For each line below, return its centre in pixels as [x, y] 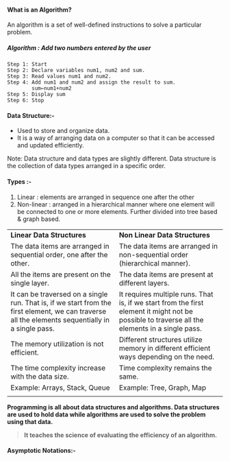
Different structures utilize [161, 340]
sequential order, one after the [59, 255]
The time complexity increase [58, 368]
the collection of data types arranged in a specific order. [87, 166]
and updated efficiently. [50, 145]
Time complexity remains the [165, 368]
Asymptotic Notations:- [42, 451]
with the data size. [40, 376]
